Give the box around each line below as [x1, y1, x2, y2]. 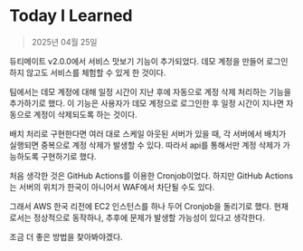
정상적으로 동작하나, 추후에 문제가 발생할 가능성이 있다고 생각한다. [33, 212, 265, 223]
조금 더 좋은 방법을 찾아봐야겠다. [9, 231, 124, 242]
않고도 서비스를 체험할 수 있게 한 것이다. [25, 67, 166, 78]
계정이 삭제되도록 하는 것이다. [33, 109, 137, 120]
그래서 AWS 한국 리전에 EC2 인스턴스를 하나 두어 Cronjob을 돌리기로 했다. [9, 200, 272, 211]
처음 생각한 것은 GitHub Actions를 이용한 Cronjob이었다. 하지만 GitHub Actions [9, 169, 294, 181]
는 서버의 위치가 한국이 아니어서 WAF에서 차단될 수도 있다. [9, 181, 215, 192]
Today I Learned [9, 5, 133, 26]
